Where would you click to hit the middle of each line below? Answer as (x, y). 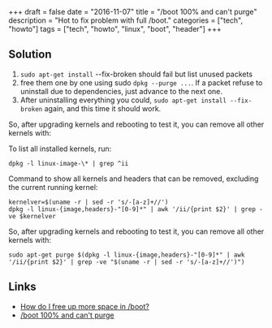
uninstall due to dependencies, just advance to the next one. (121, 91)
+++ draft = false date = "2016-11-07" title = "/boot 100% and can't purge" (133, 12)
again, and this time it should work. (103, 108)
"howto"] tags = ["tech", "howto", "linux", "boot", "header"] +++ (115, 29)
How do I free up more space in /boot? (85, 306)
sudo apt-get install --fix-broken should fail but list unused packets (136, 74)
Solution (30, 55)
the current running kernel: (53, 187)
